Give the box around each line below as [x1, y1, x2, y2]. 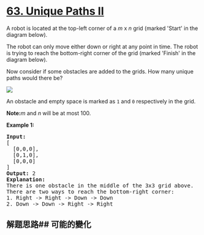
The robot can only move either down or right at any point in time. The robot [6, 43, 198, 50]
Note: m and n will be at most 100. [6, 109, 91, 117]
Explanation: [6, 176, 46, 183]
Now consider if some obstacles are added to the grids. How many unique [6, 67, 194, 75]
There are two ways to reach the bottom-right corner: [6, 188, 175, 195]
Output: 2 [6, 170, 36, 177]
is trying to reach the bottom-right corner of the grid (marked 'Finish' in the [6, 49, 196, 56]
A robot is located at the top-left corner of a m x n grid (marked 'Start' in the [6, 24, 198, 32]
